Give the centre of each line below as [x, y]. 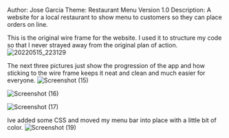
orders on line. [28, 24]
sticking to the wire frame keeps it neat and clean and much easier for [106, 73]
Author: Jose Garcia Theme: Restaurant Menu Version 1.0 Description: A [109, 10]
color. [15, 127]
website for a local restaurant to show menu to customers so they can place [115, 17]
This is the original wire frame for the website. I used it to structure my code [115, 38]
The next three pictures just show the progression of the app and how [106, 66]
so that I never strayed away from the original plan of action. [92, 45]
